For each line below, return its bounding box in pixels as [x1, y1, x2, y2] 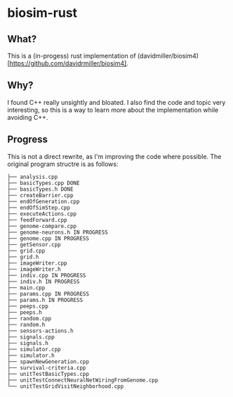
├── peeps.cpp [7, 303, 49, 310]
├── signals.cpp [7, 333, 55, 341]
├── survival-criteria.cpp [7, 364, 86, 371]
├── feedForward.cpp [7, 216, 68, 223]
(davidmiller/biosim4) [137, 51, 199, 60]
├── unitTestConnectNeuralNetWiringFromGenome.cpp [7, 377, 159, 384]
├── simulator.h [7, 352, 55, 359]
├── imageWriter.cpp [7, 259, 68, 267]
